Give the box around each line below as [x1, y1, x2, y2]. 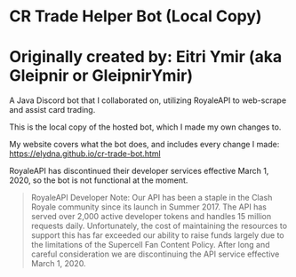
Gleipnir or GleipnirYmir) [9, 66, 194, 86]
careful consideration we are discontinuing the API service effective [30, 249, 280, 259]
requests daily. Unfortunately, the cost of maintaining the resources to [30, 220, 287, 232]
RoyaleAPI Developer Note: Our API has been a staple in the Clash [30, 193, 273, 203]
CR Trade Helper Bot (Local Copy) [9, 6, 262, 27]
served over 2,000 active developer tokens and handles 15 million [30, 211, 272, 222]
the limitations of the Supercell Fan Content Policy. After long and [30, 240, 270, 250]
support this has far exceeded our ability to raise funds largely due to [30, 230, 284, 241]
